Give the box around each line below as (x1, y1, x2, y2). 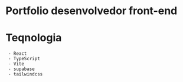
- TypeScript (8, 56, 41, 62)
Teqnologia (5, 31, 62, 45)
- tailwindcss (8, 71, 43, 77)
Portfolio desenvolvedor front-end (5, 4, 178, 18)
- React (8, 51, 27, 57)
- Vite (8, 61, 25, 67)
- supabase (8, 66, 35, 72)
